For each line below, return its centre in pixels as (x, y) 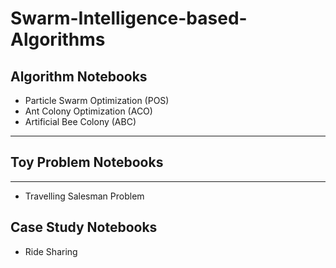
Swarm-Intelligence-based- (129, 18)
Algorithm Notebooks (79, 76)
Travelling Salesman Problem (84, 196)
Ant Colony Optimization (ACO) (88, 111)
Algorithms (58, 39)
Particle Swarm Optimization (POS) (97, 100)
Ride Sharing (51, 251)
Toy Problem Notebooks (87, 162)
